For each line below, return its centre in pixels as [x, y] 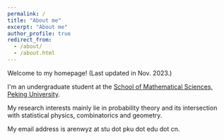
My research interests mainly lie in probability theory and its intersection [112, 108]
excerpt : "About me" [38, 27]
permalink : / [26, 14]
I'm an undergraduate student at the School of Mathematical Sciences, [110, 87]
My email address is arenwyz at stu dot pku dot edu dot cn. [94, 129]
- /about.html [34, 53]
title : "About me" [34, 20]
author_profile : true [39, 33]
